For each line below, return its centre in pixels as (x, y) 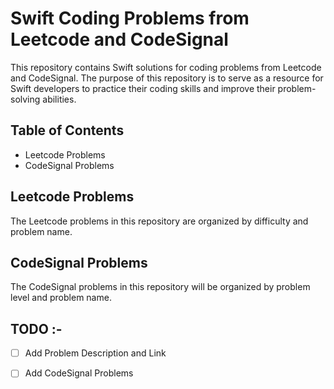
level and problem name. (61, 298)
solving (25, 99)
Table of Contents (67, 130)
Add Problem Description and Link (95, 353)
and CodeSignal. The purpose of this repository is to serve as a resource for (167, 78)
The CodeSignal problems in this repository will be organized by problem (160, 287)
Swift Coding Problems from (130, 18)
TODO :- (36, 328)
